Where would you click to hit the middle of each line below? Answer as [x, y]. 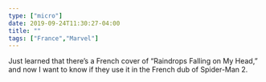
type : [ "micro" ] [35, 16]
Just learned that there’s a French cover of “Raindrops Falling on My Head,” [133, 61]
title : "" [25, 31]
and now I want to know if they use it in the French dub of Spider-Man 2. [128, 70]
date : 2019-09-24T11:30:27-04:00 [64, 23]
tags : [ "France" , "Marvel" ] [53, 38]
